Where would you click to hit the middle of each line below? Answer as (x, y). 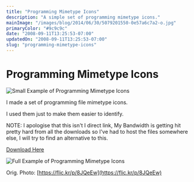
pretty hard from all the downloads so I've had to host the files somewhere (97, 131)
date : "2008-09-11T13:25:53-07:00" (50, 34)
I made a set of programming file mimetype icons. (67, 102)
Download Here (25, 149)
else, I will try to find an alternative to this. (57, 138)
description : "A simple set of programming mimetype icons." (83, 17)
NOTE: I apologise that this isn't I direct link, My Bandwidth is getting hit (93, 125)
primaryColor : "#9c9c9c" (37, 28)
